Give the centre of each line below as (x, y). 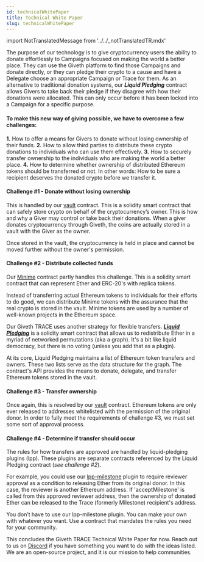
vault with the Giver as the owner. (48, 231)
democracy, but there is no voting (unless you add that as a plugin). (91, 346)
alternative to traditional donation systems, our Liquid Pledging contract (97, 85)
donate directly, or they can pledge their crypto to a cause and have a (94, 72)
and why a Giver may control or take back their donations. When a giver (97, 218)
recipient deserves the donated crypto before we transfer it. (82, 177)
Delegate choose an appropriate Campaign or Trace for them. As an (91, 78)
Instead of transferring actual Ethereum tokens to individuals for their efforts (102, 295)
